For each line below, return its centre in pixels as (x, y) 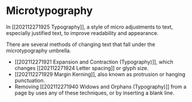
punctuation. (30, 80)
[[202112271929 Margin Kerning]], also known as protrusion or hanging (100, 74)
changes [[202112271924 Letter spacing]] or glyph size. (81, 68)
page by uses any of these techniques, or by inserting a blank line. (94, 93)
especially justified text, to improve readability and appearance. (82, 33)
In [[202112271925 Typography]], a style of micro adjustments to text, (90, 27)
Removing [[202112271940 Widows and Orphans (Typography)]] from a (100, 86)
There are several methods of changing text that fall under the (81, 44)
